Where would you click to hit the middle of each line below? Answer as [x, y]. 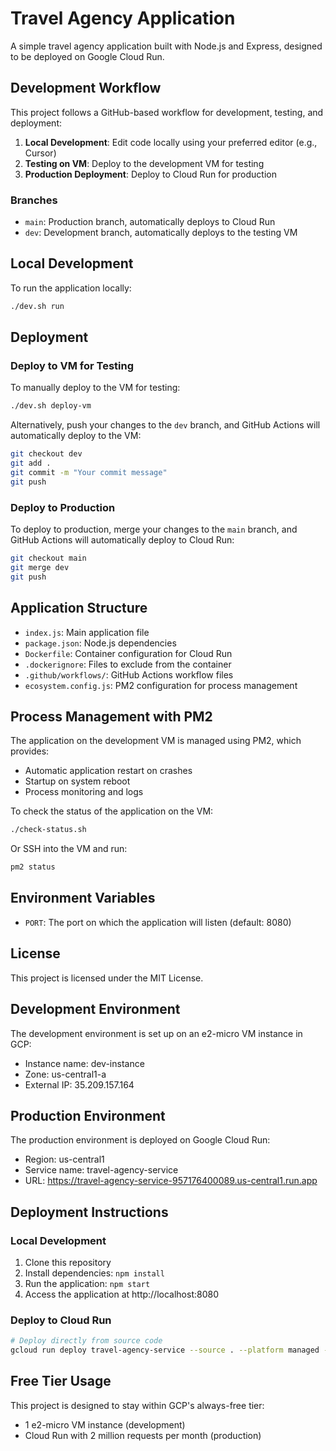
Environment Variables [83, 898]
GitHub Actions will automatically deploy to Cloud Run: [122, 540]
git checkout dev [46, 454]
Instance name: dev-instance [84, 1063]
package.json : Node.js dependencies [100, 643]
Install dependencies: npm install [94, 1273]
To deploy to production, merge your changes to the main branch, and [154, 529]
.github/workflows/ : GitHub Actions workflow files [129, 674]
